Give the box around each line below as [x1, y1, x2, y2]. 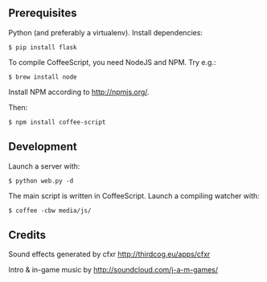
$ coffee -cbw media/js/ [8, 206, 92, 215]
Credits [8, 228, 47, 242]
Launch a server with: [8, 161, 80, 171]
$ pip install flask [8, 43, 78, 51]
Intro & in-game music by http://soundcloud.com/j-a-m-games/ [8, 265, 219, 275]
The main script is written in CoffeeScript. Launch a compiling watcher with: [8, 190, 260, 200]
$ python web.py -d [8, 177, 74, 185]
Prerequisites [8, 6, 77, 20]
